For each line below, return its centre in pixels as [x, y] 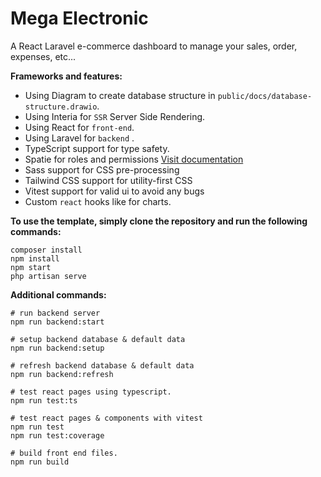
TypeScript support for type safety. [97, 148]
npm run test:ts [44, 400]
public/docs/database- [265, 96]
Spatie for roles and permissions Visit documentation [134, 159]
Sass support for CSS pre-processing [102, 169]
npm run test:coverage [57, 435]
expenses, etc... [43, 56]
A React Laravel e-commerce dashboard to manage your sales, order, [154, 46]
